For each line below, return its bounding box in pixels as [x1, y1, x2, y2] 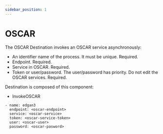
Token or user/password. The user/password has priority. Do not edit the [12, 69, 158, 75]
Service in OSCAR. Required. [12, 64, 70, 70]
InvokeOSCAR [12, 93, 40, 99]
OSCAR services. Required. [12, 74, 67, 80]
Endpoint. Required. [12, 59, 52, 65]
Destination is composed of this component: [5, 84, 94, 90]
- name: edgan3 [5, 103, 36, 108]
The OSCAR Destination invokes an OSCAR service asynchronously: [5, 44, 142, 50]
